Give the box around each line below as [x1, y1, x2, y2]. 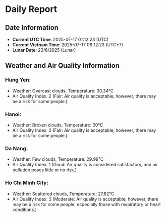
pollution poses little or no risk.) [12, 167, 77, 173]
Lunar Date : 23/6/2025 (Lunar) [12, 47, 76, 53]
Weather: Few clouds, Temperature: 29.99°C [12, 156, 104, 162]
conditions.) [12, 207, 37, 213]
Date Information [5, 23, 58, 32]
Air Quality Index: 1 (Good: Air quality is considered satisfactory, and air [12, 162, 158, 168]
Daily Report [5, 3, 57, 15]
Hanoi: [5, 110, 21, 117]
